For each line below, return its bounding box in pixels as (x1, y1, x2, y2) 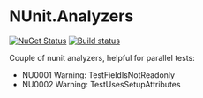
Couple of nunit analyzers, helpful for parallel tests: (9, 52, 196, 63)
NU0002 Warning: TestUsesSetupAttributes (21, 79, 181, 89)
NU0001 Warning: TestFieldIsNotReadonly (21, 69, 175, 80)
